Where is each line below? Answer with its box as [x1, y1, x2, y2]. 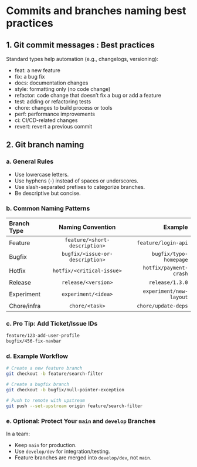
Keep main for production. [14, 441, 77, 448]
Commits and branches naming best [6, 4, 186, 18]
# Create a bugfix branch [6, 381, 69, 388]
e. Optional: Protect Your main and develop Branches [6, 417, 156, 425]
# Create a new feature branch [6, 366, 83, 371]
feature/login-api [137, 239, 188, 246]
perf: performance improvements [14, 110, 96, 117]
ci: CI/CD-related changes [14, 117, 78, 124]
